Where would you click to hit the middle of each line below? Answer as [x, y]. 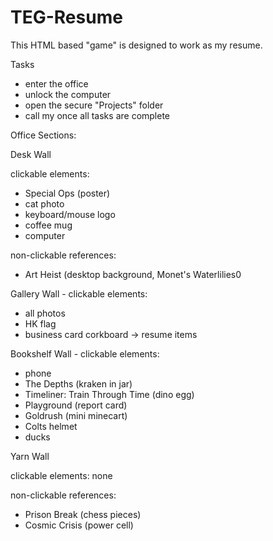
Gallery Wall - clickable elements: [79, 293]
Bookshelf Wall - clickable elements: [85, 353]
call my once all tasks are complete [97, 115]
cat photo [44, 203]
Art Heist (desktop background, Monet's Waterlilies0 [133, 274]
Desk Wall [31, 154]
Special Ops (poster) [67, 193]
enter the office [56, 83]
